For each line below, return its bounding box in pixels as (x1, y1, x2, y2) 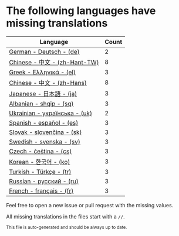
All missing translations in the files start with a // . (6, 213, 125, 220)
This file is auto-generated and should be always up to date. (6, 224, 127, 230)
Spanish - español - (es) (9, 118, 79, 126)
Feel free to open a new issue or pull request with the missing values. (6, 201, 174, 208)
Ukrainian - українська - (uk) (9, 109, 93, 117)
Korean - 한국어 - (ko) (9, 158, 70, 166)
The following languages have (6, 4, 156, 18)
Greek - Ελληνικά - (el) (9, 68, 76, 76)
